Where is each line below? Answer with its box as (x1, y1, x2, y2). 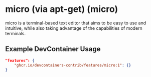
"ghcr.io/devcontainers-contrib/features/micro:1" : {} (14, 63, 131, 68)
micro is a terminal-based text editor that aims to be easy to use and (5, 20, 146, 26)
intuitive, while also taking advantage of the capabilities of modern (5, 25, 143, 31)
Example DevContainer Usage (5, 45, 101, 53)
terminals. (5, 30, 26, 36)
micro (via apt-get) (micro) (5, 3, 118, 15)
